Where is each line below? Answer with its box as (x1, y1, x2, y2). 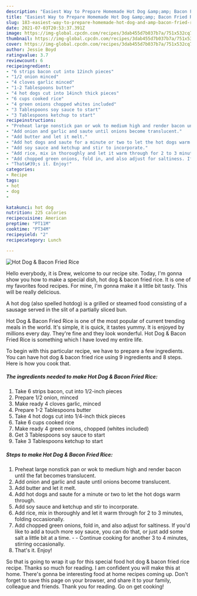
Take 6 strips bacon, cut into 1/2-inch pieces (14, 388, 123, 395)
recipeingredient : (6, 63, 51, 69)
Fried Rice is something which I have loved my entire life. (6, 336, 144, 343)
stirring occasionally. (14, 540, 66, 548)
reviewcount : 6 (6, 57, 43, 63)
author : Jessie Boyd (6, 47, 57, 53)
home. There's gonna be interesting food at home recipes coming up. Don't (6, 571, 189, 578)
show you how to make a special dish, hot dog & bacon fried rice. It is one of (6, 276, 191, 283)
